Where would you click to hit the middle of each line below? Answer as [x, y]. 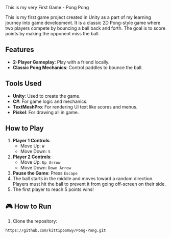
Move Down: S [35, 152]
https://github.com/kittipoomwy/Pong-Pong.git [56, 231]
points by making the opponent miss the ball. [53, 34]
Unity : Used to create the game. [46, 96]
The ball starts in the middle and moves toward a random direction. [83, 179]
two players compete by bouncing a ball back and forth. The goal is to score [86, 28]
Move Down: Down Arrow [46, 168]
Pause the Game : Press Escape [45, 173]
